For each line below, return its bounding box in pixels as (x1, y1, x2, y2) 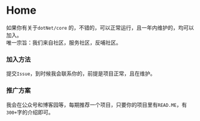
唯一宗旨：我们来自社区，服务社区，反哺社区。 (6, 39, 121, 46)
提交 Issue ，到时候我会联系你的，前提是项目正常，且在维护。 (6, 70, 156, 77)
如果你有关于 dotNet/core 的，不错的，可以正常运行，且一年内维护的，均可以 (6, 24, 194, 31)
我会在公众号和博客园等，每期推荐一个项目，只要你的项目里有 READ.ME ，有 (6, 101, 187, 108)
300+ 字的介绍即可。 (6, 108, 54, 116)
